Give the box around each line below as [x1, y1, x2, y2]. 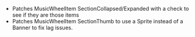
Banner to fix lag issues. [12, 24, 73, 31]
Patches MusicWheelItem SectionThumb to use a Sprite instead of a [12, 18, 183, 24]
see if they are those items [12, 11, 79, 18]
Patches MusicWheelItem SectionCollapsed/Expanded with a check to [12, 5, 189, 12]
